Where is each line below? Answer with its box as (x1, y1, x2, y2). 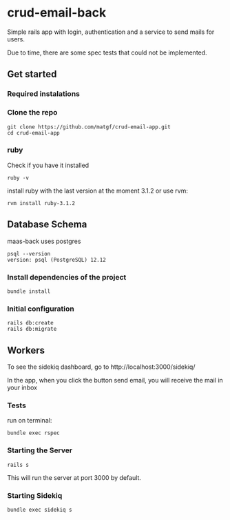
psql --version (7, 250, 51, 257)
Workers (7, 344, 45, 356)
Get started (7, 68, 57, 80)
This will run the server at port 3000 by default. (7, 473, 141, 481)
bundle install (7, 288, 51, 295)
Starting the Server (7, 445, 73, 455)
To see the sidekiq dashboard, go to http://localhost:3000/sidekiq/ (7, 363, 196, 371)
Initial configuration (7, 304, 74, 314)
